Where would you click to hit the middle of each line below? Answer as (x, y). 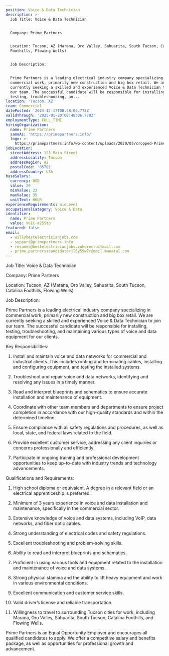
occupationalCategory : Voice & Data (44, 209)
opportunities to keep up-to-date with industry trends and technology (85, 463)
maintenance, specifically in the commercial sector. (66, 508)
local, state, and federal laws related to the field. (63, 433)
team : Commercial (24, 106)
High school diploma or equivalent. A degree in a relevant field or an (83, 488)
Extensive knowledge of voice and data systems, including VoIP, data (84, 518)
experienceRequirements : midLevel (42, 205)
